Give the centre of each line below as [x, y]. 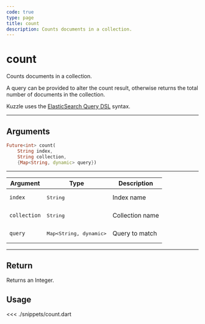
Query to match [135, 233]
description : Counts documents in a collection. [69, 29]
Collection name [136, 215]
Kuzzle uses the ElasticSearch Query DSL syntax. [68, 106]
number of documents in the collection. [56, 95]
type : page [20, 18]
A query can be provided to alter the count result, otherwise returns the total [102, 88]
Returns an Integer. [30, 280]
